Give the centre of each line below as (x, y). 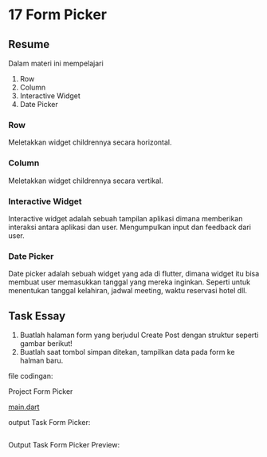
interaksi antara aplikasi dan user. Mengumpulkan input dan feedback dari (130, 227)
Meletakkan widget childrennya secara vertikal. (86, 181)
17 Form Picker (58, 15)
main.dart (24, 407)
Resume (29, 44)
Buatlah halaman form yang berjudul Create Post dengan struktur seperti (139, 335)
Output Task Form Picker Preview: (64, 445)
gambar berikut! (46, 344)
